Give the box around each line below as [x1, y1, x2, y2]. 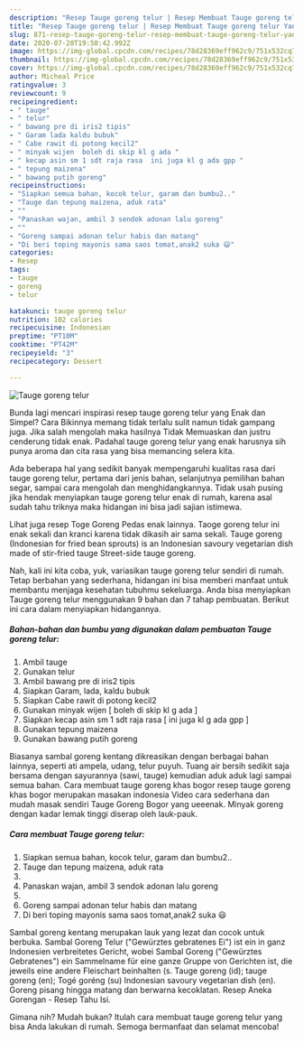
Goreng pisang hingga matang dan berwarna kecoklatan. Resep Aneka [9, 984, 272, 995]
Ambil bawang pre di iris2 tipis [22, 675, 135, 686]
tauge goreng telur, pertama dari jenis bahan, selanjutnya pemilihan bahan [9, 472, 286, 483]
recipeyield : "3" [9, 349, 75, 358]
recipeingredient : [9, 97, 78, 107]
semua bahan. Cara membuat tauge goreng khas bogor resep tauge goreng [9, 779, 291, 790]
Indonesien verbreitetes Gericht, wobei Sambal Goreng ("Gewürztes [9, 945, 262, 957]
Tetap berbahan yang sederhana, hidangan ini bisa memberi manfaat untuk [9, 574, 289, 585]
